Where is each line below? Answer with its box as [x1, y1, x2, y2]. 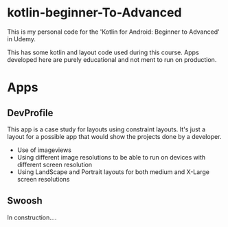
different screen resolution [16, 160, 93, 169]
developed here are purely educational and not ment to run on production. [7, 55, 217, 63]
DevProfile [7, 107, 54, 118]
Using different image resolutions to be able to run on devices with [16, 153, 206, 161]
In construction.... [7, 213, 57, 221]
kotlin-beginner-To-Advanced [7, 5, 182, 21]
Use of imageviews [16, 146, 72, 154]
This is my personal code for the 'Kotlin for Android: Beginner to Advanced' [7, 28, 220, 36]
